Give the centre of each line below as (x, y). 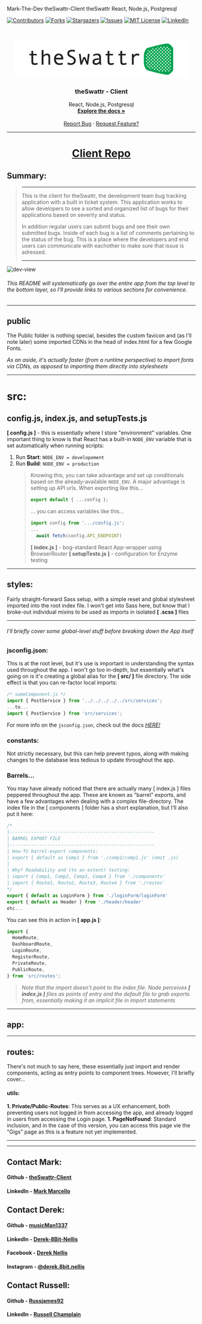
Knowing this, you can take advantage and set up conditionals (107, 475)
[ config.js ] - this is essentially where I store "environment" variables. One (99, 433)
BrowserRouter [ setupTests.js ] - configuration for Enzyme (104, 554)
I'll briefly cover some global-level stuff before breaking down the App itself (100, 631)
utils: (13, 1093)
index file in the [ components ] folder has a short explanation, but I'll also (97, 808)
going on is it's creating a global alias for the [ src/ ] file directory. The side (99, 676)
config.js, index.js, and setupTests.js (77, 418)
